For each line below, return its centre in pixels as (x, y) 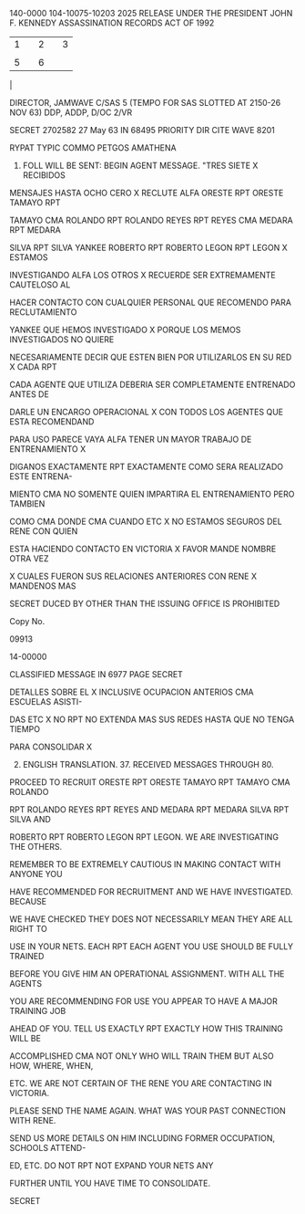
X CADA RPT (33, 367)
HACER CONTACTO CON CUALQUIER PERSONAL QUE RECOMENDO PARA (150, 302)
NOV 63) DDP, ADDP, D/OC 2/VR (71, 112)
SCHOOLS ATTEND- (48, 1148)
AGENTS (26, 984)
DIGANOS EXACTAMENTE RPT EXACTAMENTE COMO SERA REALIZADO (147, 466)
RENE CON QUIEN (44, 531)
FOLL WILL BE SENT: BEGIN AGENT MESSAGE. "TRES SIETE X (140, 165)
